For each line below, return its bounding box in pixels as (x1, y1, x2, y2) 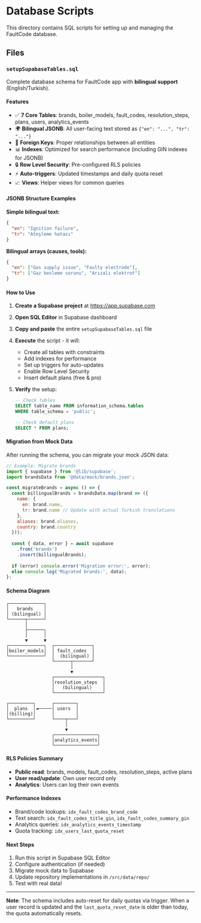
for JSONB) (14, 154, 44, 161)
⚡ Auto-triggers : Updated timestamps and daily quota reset (14, 170, 163, 177)
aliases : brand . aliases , (17, 518, 79, 525)
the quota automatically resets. (6, 910, 83, 917)
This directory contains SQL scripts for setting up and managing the (6, 24, 173, 31)
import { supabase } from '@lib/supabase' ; (6, 468, 117, 475)
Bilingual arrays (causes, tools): (6, 247, 87, 254)
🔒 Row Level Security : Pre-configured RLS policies (14, 161, 141, 168)
